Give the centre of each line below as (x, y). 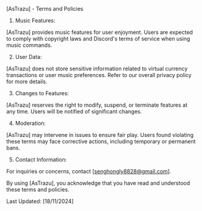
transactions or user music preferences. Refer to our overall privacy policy (99, 75)
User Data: (29, 57)
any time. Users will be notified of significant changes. (74, 111)
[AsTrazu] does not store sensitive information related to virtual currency (97, 69)
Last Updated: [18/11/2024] (40, 201)
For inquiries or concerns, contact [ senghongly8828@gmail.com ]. (89, 171)
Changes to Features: (42, 93)
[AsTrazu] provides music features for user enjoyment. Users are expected (99, 32)
